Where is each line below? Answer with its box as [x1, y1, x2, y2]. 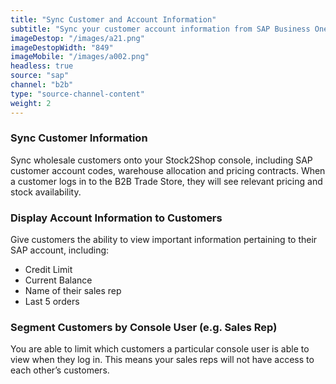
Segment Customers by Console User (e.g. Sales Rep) [10, 321, 278, 335]
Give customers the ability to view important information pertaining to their [10, 234, 318, 246]
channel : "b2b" [10, 80, 74, 90]
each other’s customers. [10, 364, 110, 376]
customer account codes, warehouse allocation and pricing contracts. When [10, 164, 326, 176]
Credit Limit [24, 264, 73, 276]
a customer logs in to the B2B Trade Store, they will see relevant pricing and [10, 175, 323, 187]
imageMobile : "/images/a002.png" [10, 52, 150, 62]
